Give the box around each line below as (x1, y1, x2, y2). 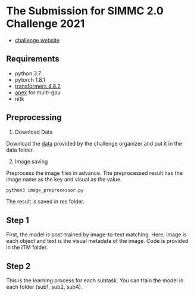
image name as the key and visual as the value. (6, 175, 122, 183)
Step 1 (6, 215, 30, 225)
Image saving (14, 158, 48, 165)
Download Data (14, 128, 53, 135)
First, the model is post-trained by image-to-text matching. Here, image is (6, 231, 187, 238)
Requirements (6, 54, 60, 64)
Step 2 (6, 261, 31, 271)
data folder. (6, 146, 35, 153)
